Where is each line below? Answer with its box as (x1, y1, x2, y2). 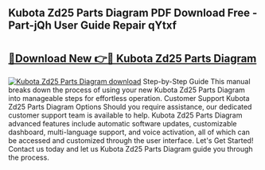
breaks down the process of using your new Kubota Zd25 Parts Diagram (8, 85, 245, 95)
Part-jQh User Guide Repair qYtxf (8, 19, 177, 33)
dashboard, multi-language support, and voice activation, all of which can (8, 127, 251, 137)
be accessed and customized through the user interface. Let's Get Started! (8, 136, 254, 145)
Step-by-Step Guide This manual (142, 77, 251, 86)
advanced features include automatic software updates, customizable (8, 119, 237, 128)
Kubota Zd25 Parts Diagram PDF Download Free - (8, 6, 258, 20)
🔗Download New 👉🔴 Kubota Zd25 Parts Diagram (8, 52, 257, 65)
